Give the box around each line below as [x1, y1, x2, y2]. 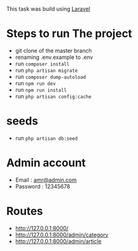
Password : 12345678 [15, 182, 71, 190]
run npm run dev [15, 79, 56, 87]
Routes [6, 204, 43, 218]
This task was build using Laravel [6, 6, 91, 12]
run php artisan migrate [15, 66, 78, 74]
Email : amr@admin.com [15, 176, 77, 183]
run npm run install [15, 86, 67, 93]
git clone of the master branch [15, 47, 92, 54]
